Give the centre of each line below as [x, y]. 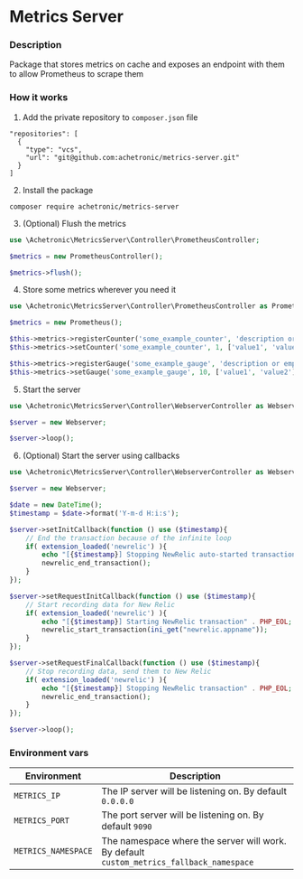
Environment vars [49, 753]
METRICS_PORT [42, 821]
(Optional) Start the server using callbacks [101, 456]
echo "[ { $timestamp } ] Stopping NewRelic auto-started [145, 555]
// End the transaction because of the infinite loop [129, 538]
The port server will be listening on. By [183, 815]
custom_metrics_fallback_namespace [178, 863]
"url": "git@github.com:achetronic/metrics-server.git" [133, 157]
